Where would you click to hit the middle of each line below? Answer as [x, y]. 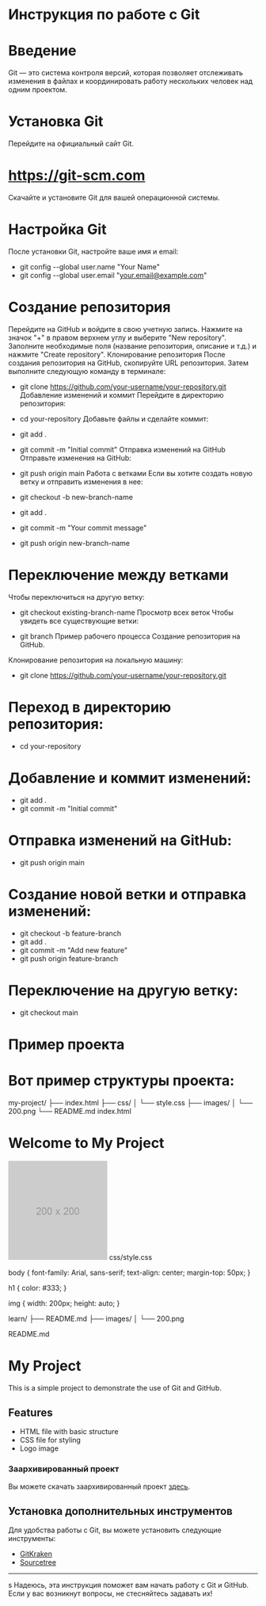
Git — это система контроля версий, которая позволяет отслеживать [126, 73]
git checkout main [49, 1013]
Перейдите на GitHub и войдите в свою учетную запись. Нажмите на [125, 329]
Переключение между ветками [119, 575]
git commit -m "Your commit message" [83, 528]
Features [30, 1412]
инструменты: [32, 1539]
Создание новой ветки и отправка [127, 894]
